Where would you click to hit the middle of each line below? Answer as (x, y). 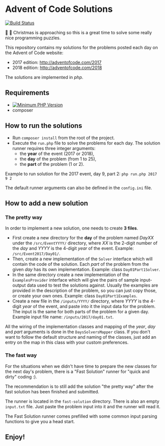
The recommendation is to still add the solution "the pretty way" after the (79, 386)
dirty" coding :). (21, 376)
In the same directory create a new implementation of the (71, 275)
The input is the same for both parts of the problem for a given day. (81, 312)
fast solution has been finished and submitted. (52, 391)
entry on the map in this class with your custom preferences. (67, 342)
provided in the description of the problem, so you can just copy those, (84, 291)
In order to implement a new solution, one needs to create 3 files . (72, 228)
